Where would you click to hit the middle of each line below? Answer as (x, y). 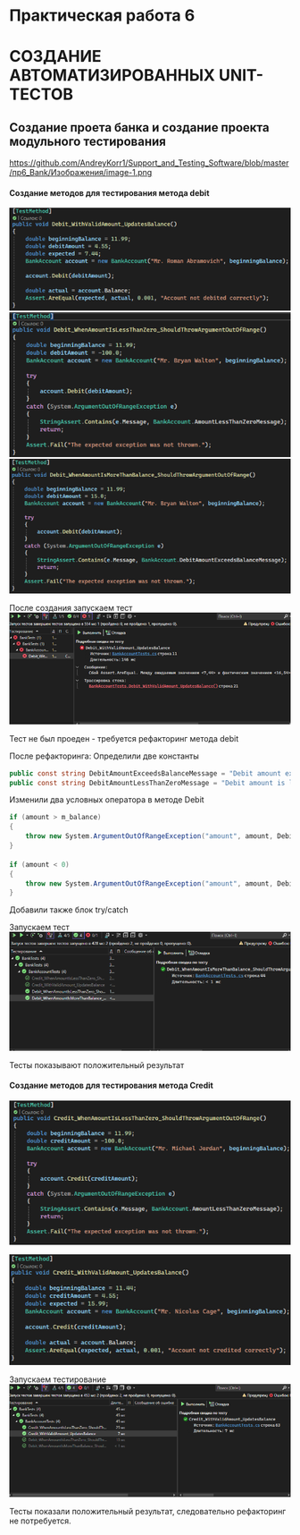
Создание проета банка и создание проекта (139, 127)
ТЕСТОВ (42, 94)
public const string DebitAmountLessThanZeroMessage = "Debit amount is (147, 783)
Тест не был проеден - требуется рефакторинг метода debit (124, 738)
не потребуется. (40, 1521)
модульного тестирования (88, 141)
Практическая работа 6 (102, 16)
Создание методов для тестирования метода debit (109, 192)
